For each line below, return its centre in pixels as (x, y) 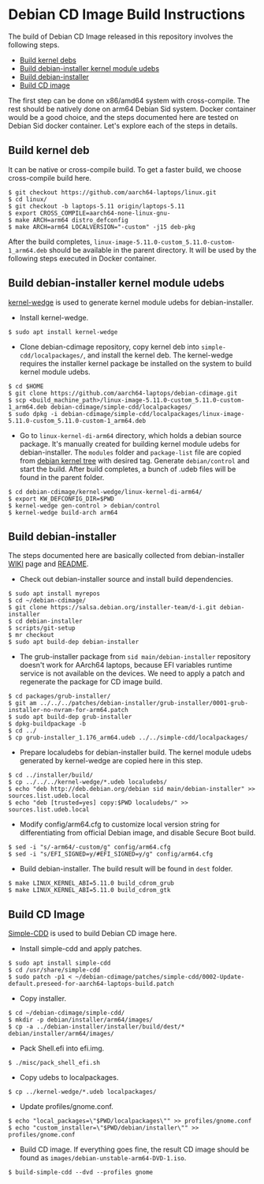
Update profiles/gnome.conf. (67, 1107)
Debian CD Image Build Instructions (127, 15)
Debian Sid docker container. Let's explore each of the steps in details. (123, 126)
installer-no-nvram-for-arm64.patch (68, 710)
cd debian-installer (49, 621)
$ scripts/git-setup (42, 628)
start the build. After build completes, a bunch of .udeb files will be (128, 469)
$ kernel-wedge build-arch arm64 (63, 512)
